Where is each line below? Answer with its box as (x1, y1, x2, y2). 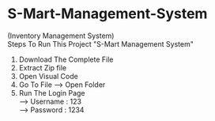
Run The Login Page (18, 88, 85, 97)
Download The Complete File (18, 55, 114, 64)
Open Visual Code (18, 71, 78, 81)
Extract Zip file (18, 62, 67, 72)
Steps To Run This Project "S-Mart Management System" (7, 39, 194, 48)
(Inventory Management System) (7, 31, 115, 40)
